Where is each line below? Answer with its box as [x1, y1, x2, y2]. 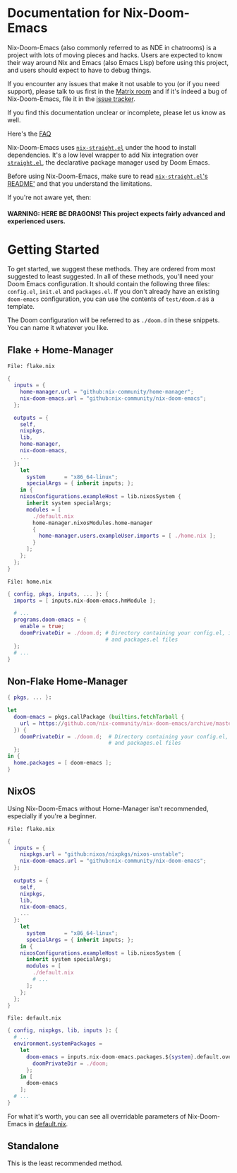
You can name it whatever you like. [7, 324, 109, 332]
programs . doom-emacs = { [13, 616, 87, 623]
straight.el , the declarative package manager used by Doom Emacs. [7, 158, 210, 167]
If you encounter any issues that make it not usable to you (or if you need [7, 79, 220, 88]
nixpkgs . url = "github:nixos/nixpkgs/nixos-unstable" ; [20, 851, 185, 858]
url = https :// [20, 719, 65, 727]
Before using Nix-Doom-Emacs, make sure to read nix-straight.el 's [7, 172, 208, 180]
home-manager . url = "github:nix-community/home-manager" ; [20, 389, 194, 396]
